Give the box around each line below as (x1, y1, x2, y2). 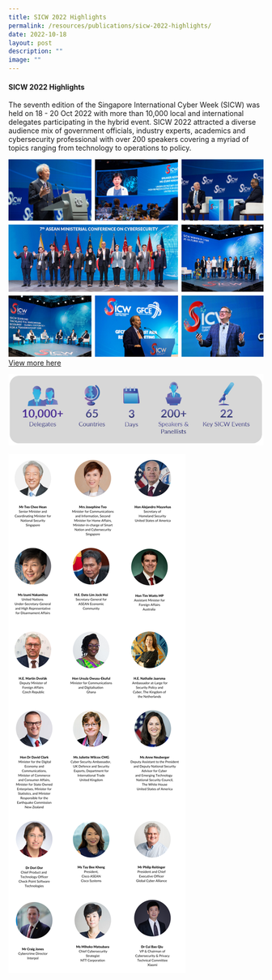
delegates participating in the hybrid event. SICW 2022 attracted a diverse (8, 118, 257, 127)
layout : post (8, 39, 53, 47)
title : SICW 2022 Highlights (8, 13, 107, 21)
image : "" (8, 56, 42, 64)
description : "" (8, 47, 63, 56)
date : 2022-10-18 (8, 30, 67, 38)
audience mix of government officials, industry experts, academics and (8, 126, 245, 135)
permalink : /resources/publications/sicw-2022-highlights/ (8, 21, 212, 30)
